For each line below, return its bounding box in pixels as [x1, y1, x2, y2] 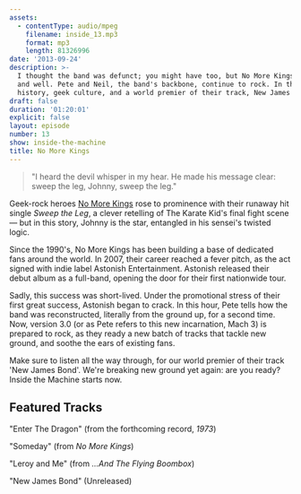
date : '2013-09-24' [9, 55, 82, 64]
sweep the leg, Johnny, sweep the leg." [30, 180, 177, 191]
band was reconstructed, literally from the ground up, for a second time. [9, 308, 276, 319]
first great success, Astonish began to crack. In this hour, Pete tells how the [9, 299, 288, 310]
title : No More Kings [9, 146, 90, 155]
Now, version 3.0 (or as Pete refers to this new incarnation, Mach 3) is [9, 318, 267, 329]
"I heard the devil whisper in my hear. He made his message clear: [30, 171, 276, 182]
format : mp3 [25, 38, 70, 48]
